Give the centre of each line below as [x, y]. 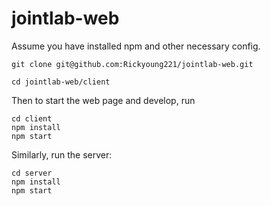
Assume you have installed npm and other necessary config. [136, 46]
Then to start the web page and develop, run [103, 100]
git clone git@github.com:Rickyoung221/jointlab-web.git [132, 64]
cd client [32, 118]
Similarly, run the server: [62, 154]
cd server [32, 173]
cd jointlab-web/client [61, 82]
